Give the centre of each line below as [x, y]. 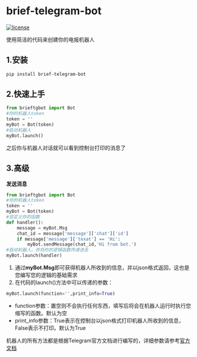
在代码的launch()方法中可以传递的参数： [64, 282]
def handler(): [25, 222]
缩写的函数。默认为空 [41, 313]
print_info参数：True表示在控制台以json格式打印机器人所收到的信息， [99, 320]
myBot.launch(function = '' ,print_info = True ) [61, 294]
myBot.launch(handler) [34, 256]
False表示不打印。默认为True [50, 328]
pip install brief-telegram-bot [46, 74]
